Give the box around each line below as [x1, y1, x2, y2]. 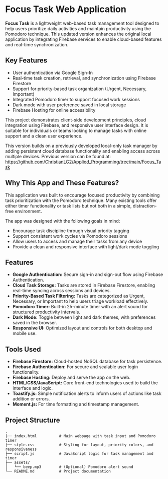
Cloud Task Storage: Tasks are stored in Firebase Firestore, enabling [12, 282, 155, 288]
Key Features [5, 56, 48, 65]
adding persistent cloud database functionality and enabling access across [5, 148, 160, 154]
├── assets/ [5, 460, 30, 465]
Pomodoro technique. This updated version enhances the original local [5, 31, 151, 37]
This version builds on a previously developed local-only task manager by [5, 143, 158, 149]
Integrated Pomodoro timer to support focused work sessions [12, 96, 140, 102]
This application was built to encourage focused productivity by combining [5, 192, 160, 198]
